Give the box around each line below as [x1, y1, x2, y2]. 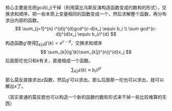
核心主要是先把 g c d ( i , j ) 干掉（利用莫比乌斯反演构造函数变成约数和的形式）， [5, 5, 162, 10]
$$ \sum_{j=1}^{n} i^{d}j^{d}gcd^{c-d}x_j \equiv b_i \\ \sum [15, 26, 139, 32]
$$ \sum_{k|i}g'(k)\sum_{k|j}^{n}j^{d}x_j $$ [40, 49, 132, 55]
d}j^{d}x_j [55, 31, 77, 37]
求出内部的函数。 [5, 17, 41, 23]
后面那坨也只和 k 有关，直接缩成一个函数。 [5, 58, 93, 64]
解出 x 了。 [5, 83, 26, 89]
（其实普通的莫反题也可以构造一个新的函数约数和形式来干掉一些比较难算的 [5, 94, 162, 100]
